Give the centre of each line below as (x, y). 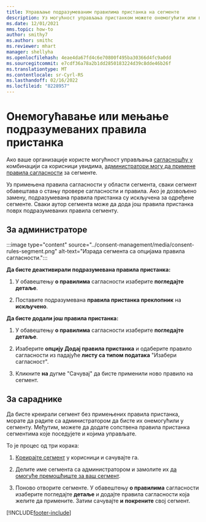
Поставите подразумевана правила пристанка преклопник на (98, 300)
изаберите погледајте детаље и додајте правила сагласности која (102, 494)
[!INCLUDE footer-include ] (39, 512)
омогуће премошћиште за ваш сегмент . (68, 475)
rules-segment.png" (32, 251)
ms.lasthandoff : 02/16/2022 (42, 80)
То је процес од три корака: (43, 445)
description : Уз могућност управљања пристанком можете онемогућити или (101, 18)
